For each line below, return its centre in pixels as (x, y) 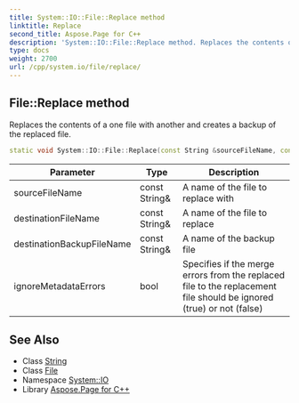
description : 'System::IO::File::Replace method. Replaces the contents (147, 42)
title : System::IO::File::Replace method (87, 17)
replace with (208, 198)
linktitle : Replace (45, 26)
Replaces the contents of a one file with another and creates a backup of (143, 125)
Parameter (72, 172)
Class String (44, 361)
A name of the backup (229, 238)
